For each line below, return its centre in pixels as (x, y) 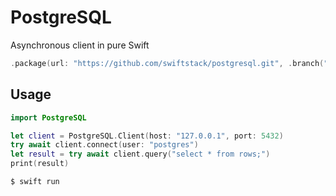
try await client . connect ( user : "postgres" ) (104, 145)
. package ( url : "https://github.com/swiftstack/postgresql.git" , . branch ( (167, 63)
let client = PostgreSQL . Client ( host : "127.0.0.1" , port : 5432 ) (147, 136)
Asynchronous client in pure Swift (80, 45)
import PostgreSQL (48, 117)
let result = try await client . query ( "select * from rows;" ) (140, 154)
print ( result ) (40, 164)
